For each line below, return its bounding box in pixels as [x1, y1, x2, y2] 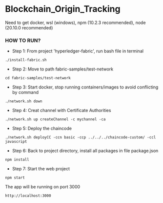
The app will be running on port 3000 [5, 184, 81, 190]
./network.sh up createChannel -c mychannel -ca [5, 117, 106, 122]
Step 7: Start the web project [12, 166, 70, 172]
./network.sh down [5, 99, 42, 104]
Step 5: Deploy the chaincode [12, 126, 72, 132]
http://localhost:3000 [5, 193, 51, 199]
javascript [5, 139, 27, 144]
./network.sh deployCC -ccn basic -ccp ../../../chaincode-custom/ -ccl [5, 135, 156, 140]
